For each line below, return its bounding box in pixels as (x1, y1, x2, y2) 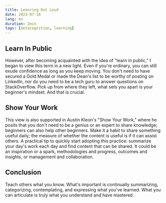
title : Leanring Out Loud (5, 7, 58, 12)
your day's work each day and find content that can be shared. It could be (5, 143, 157, 149)
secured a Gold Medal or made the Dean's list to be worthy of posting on (5, 73, 154, 79)
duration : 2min (5, 21, 37, 26)
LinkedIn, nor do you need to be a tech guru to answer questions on (5, 78, 144, 85)
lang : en (5, 16, 23, 21)
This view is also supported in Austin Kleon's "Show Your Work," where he (5, 116, 157, 122)
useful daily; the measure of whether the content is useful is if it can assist (5, 132, 157, 138)
